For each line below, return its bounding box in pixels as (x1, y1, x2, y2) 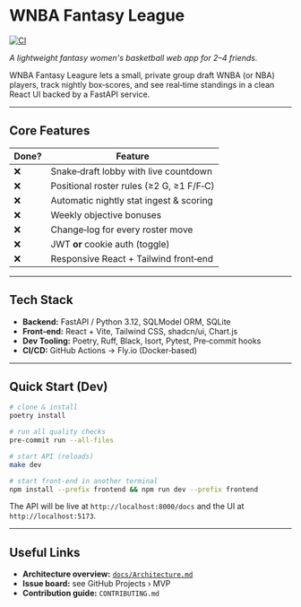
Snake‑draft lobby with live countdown (50, 165, 213, 178)
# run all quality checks (9, 428, 106, 437)
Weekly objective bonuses (50, 208, 162, 221)
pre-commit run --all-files (9, 436, 115, 445)
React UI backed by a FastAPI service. (9, 89, 150, 100)
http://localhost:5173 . (9, 510, 97, 521)
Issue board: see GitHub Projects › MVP (21, 578, 171, 589)
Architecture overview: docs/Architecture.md (21, 568, 193, 579)
